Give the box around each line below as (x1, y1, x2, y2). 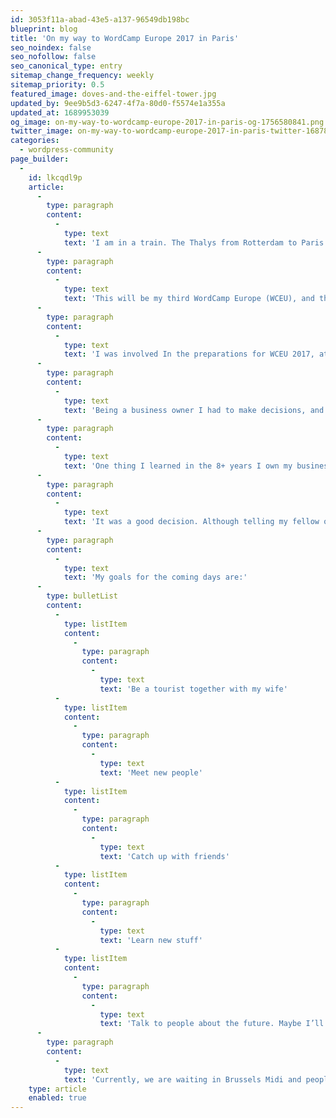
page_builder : (10, 154, 70, 164)
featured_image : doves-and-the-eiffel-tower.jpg (10, 89, 217, 99)
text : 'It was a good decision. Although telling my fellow (63, 517, 320, 527)
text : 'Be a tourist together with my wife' (99, 684, 288, 694)
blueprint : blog (10, 24, 78, 34)
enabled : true (28, 1093, 87, 1103)
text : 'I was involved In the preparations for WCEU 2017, (63, 349, 315, 360)
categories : (10, 136, 60, 146)
